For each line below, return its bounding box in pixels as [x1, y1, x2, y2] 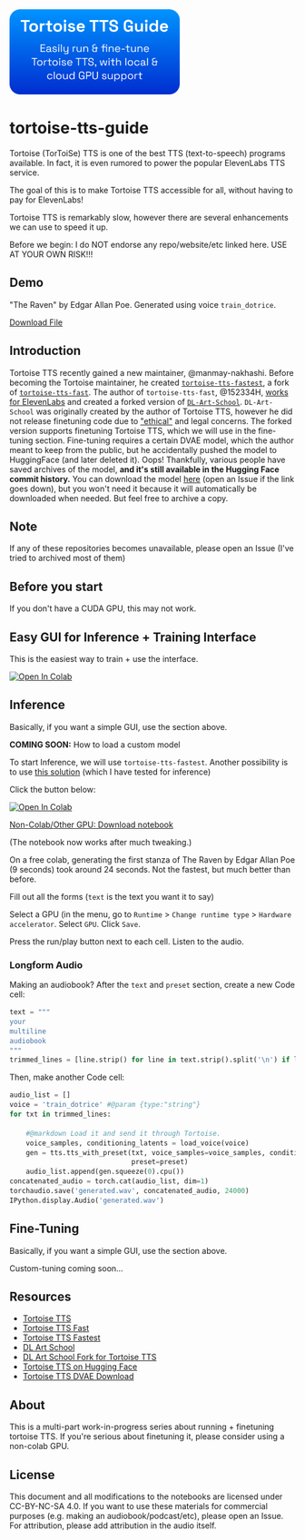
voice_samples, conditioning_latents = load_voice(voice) [25, 1139, 250, 1148]
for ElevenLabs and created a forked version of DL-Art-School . [9, 396, 243, 407]
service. [9, 167, 40, 178]
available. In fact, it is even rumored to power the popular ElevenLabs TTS [9, 157, 286, 168]
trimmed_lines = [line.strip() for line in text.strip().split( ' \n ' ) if [9, 1055, 290, 1065]
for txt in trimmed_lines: [9, 1110, 112, 1120]
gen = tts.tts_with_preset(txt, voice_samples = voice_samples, [25, 1148, 266, 1157]
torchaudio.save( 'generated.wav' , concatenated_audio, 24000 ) [9, 1187, 250, 1196]
